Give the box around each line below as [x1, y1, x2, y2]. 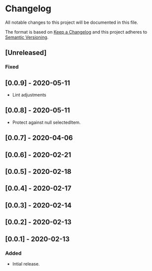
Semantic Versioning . [5, 34, 49, 40]
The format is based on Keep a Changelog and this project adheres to [5, 29, 148, 35]
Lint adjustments [12, 92, 47, 98]
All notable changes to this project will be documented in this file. [5, 19, 139, 25]
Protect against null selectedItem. [12, 119, 81, 125]
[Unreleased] [5, 49, 47, 57]
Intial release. [12, 261, 40, 267]
